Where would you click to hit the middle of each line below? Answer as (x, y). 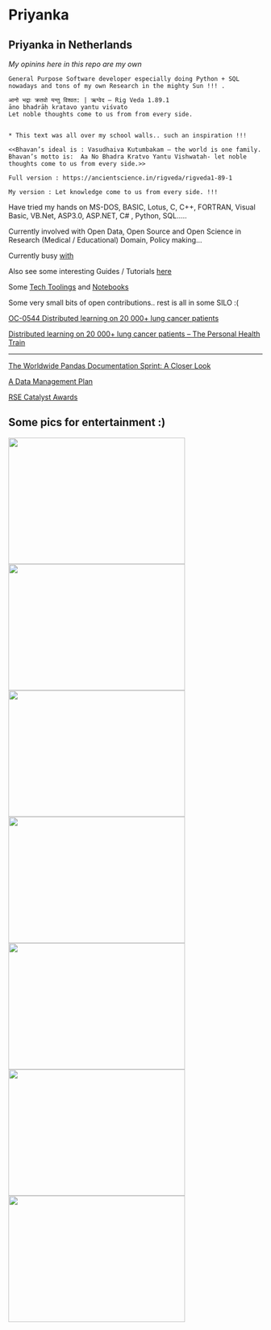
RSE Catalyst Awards (43, 397)
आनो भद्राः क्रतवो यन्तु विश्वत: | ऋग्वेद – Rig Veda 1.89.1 (89, 100)
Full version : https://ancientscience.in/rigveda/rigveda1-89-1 (120, 178)
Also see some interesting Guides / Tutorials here (90, 271)
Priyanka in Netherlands (71, 45)
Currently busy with (41, 255)
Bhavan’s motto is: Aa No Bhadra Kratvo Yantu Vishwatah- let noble (128, 157)
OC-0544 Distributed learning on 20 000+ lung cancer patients (114, 318)
